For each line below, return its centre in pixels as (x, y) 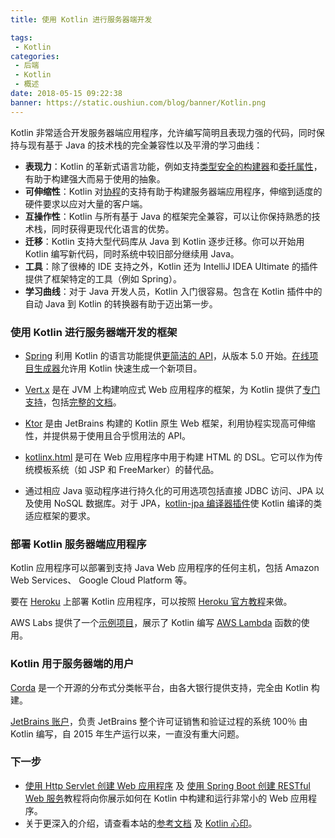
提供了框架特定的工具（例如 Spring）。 (103, 278)
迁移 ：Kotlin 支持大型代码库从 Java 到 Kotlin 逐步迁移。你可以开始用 (164, 241)
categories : (35, 56)
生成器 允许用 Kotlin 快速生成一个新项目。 (118, 368)
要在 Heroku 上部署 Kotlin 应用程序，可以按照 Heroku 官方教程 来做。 (151, 602)
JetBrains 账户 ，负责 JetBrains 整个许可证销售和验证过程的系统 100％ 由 (159, 721)
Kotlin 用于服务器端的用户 (72, 664)
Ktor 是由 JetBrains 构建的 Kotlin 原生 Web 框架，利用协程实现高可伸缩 (170, 423)
